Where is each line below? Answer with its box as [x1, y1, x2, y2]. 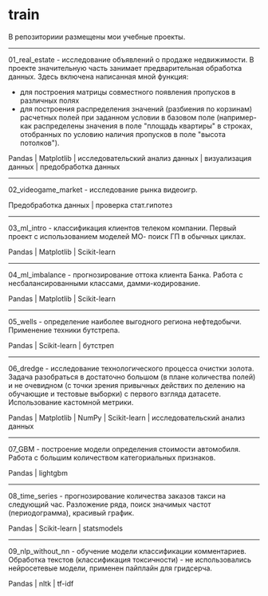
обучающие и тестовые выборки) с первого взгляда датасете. [8, 389, 222, 398]
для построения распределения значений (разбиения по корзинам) [19, 104, 253, 113]
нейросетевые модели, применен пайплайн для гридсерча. [8, 563, 213, 573]
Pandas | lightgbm [8, 468, 68, 477]
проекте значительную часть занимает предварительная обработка [8, 63, 242, 73]
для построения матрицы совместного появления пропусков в [19, 87, 236, 96]
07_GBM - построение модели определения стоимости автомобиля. [8, 444, 241, 453]
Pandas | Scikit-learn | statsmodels [8, 523, 124, 533]
